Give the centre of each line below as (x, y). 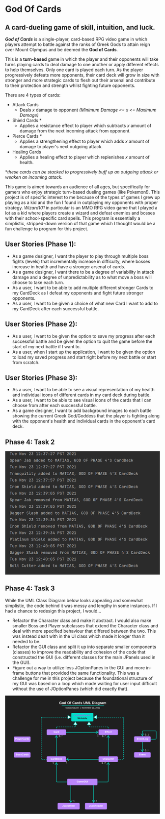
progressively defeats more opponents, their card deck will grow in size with (82, 75)
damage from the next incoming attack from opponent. (75, 131)
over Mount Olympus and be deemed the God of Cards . (62, 50)
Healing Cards (27, 152)
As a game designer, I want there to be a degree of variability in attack (83, 272)
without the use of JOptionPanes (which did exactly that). (70, 689)
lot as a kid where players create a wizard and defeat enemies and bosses (80, 213)
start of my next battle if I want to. (46, 346)
